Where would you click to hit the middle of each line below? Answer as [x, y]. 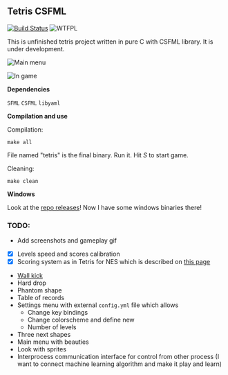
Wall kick [30, 276]
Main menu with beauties [53, 342]
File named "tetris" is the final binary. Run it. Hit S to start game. [98, 155]
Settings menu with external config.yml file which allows [98, 305]
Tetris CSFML [37, 11]
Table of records [40, 298]
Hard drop [32, 283]
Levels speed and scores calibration [68, 254]
